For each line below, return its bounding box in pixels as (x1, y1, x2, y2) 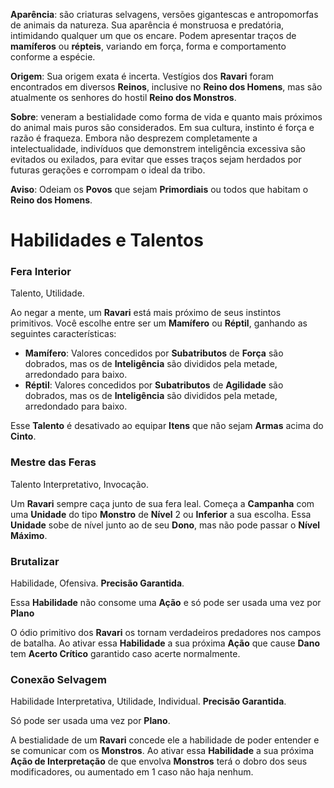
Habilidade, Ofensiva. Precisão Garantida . (10, 577, 185, 589)
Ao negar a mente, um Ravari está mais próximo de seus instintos (10, 307, 282, 319)
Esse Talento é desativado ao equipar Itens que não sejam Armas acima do (10, 420, 324, 432)
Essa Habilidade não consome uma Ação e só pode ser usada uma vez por (10, 597, 322, 609)
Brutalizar (10, 554, 60, 568)
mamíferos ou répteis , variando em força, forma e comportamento (10, 40, 287, 52)
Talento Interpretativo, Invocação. (10, 478, 150, 490)
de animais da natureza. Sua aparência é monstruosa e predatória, (10, 19, 285, 31)
